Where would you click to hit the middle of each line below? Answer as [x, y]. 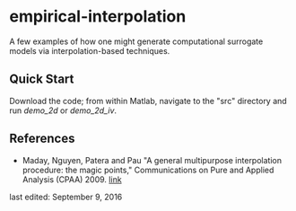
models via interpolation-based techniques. [90, 50]
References [42, 139]
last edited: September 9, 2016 [66, 197]
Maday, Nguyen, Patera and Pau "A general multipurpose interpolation [152, 160]
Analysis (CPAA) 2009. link [72, 179]
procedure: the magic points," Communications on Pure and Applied [148, 170]
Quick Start [42, 79]
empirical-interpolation [98, 17]
